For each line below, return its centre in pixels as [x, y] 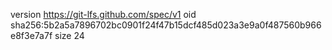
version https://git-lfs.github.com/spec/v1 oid [103, 14]
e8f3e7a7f [31, 35]
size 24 [69, 35]
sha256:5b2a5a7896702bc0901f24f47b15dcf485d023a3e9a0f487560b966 [166, 25]
